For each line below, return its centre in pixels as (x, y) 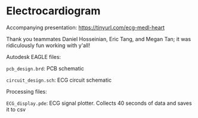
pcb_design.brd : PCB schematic (45, 68)
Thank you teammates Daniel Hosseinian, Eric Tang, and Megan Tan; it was (99, 39)
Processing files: (27, 91)
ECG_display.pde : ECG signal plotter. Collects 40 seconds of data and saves (99, 103)
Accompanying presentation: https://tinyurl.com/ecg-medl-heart (86, 27)
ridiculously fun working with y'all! (48, 45)
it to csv (16, 109)
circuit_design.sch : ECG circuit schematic (59, 80)
